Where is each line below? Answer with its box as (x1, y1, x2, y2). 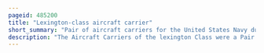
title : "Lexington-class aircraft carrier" (8, 19, 153, 26)
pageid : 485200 (8, 11, 58, 19)
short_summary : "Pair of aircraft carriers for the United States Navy (8, 26, 247, 34)
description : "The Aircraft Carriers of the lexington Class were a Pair (8, 33, 255, 41)
